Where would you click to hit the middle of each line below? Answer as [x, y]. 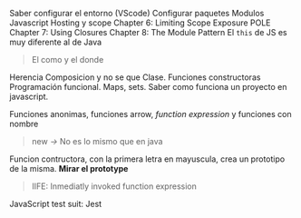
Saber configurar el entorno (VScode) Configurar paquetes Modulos [137, 13]
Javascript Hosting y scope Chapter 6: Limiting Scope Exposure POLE [140, 23]
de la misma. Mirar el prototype [69, 168]
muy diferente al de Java [56, 42]
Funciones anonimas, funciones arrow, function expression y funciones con [150, 114]
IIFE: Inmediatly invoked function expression [114, 186]
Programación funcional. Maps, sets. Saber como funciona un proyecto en [148, 87]
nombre [24, 124]
